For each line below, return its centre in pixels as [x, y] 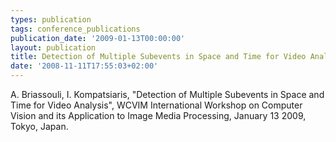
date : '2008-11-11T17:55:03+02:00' [84, 66]
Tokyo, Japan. [39, 126]
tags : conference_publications [75, 29]
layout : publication [53, 47]
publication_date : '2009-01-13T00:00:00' [98, 38]
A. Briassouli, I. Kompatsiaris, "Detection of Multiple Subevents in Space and [167, 94]
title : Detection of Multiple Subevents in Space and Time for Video [158, 57]
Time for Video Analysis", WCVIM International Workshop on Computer [156, 105]
